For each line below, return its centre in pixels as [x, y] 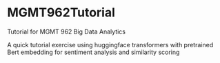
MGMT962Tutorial [61, 13]
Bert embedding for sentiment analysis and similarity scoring [93, 52]
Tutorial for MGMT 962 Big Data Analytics [67, 32]
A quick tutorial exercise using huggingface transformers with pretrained [110, 45]
